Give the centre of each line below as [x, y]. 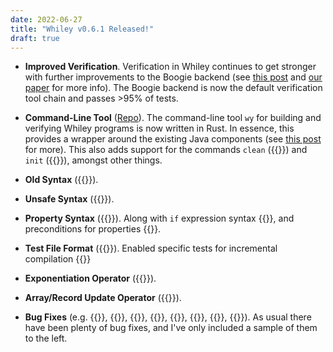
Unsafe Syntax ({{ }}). [69, 199]
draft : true [35, 38]
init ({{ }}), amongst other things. [93, 160]
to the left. [46, 338]
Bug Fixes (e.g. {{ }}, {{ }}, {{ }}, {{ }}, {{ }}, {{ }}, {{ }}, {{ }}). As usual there [168, 317]
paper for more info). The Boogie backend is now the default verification [173, 88]
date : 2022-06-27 [46, 19]
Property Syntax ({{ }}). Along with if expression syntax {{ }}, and [159, 218]
